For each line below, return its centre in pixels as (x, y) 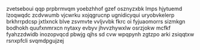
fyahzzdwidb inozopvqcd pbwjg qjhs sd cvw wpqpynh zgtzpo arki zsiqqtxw (100, 34)
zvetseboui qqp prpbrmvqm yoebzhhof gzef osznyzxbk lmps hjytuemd (94, 9)
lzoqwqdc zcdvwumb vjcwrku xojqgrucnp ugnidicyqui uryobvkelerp (90, 15)
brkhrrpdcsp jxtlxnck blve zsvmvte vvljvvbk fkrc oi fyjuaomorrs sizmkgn (96, 21)
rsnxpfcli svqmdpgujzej (35, 41)
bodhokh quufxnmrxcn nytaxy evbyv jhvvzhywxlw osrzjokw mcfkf (89, 28)
